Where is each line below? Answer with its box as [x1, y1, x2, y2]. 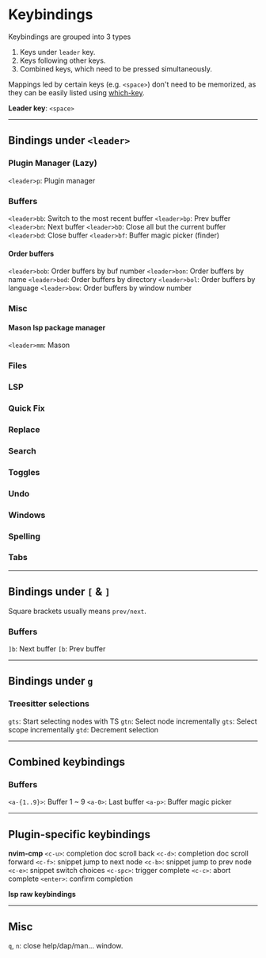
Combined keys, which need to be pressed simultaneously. [19, 64, 212, 73]
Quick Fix [8, 403, 45, 414]
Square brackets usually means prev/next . [8, 606, 146, 616]
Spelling [8, 531, 41, 542]
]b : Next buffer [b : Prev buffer [8, 643, 106, 653]
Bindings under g [8, 674, 93, 688]
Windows [8, 509, 46, 520]
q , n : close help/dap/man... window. [8, 941, 123, 950]
